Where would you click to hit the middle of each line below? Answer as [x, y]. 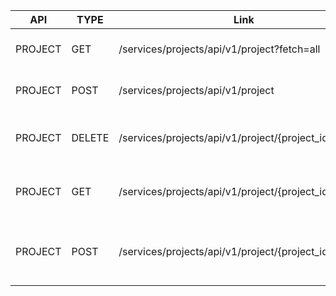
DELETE [90, 137]
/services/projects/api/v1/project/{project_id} [225, 137]
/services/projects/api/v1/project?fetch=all [219, 49]
